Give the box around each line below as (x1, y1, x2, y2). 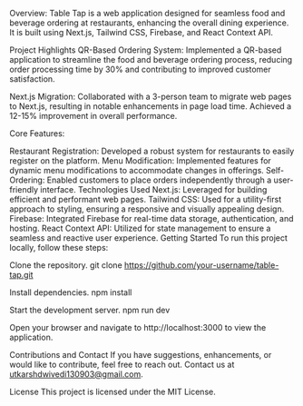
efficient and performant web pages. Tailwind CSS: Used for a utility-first (9, 194, 282, 204)
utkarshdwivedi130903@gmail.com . (9, 369, 143, 380)
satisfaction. (9, 74, 56, 84)
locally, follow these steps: (9, 243, 109, 253)
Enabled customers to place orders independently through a (46, 174, 272, 185)
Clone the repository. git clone (9, 260, 122, 271)
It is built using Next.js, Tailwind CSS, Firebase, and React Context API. (9, 27, 274, 37)
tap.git (9, 270, 34, 280)
